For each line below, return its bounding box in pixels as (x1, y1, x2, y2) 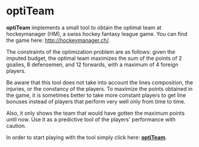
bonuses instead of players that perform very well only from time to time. (6, 97, 186, 105)
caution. (6, 122, 26, 129)
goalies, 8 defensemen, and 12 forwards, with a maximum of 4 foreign (6, 61, 179, 68)
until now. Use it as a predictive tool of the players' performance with (6, 115, 176, 123)
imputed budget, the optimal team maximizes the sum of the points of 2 (6, 54, 182, 62)
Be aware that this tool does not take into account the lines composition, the (6, 79, 193, 86)
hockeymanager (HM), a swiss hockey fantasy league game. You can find (6, 30, 188, 37)
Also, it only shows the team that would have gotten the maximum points (6, 109, 185, 117)
